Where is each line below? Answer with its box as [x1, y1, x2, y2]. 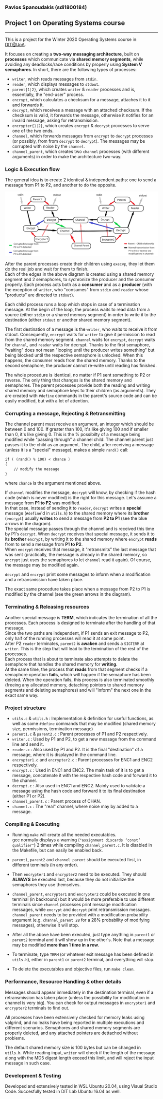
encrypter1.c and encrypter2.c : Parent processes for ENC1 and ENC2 [12, 757, 153, 763]
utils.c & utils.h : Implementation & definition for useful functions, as [12, 716, 154, 721]
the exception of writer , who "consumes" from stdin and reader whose [5, 287, 149, 293]
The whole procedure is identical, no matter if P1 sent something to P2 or [5, 372, 151, 378]
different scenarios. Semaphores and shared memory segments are [5, 1024, 140, 1030]
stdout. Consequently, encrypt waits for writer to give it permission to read [5, 332, 155, 338]
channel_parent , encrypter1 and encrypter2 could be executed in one [12, 891, 150, 897]
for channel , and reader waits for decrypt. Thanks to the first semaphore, [5, 342, 150, 348]
